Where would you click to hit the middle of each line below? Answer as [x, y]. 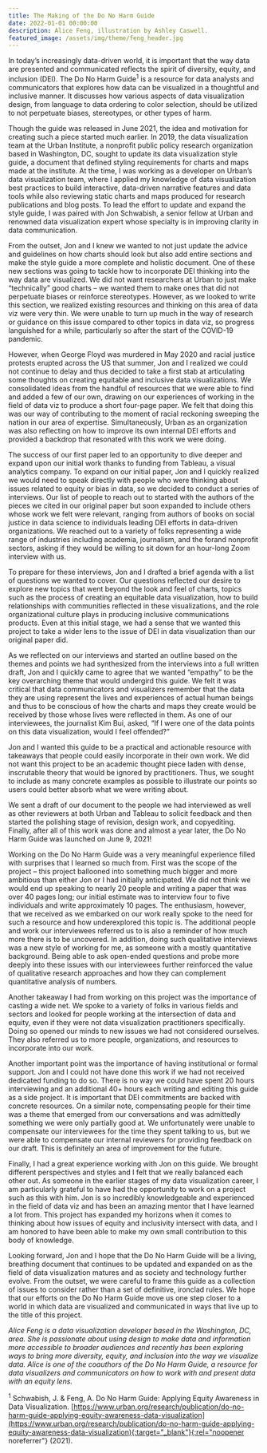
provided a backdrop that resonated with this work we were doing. [117, 439]
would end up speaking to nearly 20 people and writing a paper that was [128, 888]
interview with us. [37, 556]
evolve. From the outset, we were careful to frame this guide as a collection [132, 1281]
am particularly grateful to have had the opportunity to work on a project [127, 1189]
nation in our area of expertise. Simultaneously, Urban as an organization [128, 422]
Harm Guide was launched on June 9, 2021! [80, 838]
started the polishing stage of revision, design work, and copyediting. [122, 822]
